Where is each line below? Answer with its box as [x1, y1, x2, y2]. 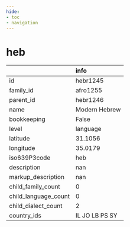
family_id [9, 87, 34, 95]
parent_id [9, 96, 35, 104]
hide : [6, 8, 19, 15]
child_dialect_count [9, 202, 63, 210]
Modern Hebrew [75, 105, 121, 114]
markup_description [9, 173, 65, 181]
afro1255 [75, 87, 102, 95]
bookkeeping [9, 115, 45, 123]
